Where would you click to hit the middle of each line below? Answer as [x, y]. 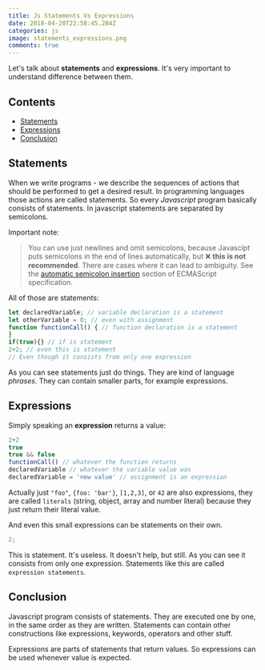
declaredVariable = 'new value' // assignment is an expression [118, 477]
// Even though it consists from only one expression [100, 357]
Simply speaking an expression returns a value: [87, 425]
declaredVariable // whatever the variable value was [100, 470]
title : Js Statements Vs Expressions [71, 16]
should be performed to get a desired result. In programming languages [126, 191]
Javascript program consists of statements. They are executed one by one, [132, 616]
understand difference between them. [71, 77]
